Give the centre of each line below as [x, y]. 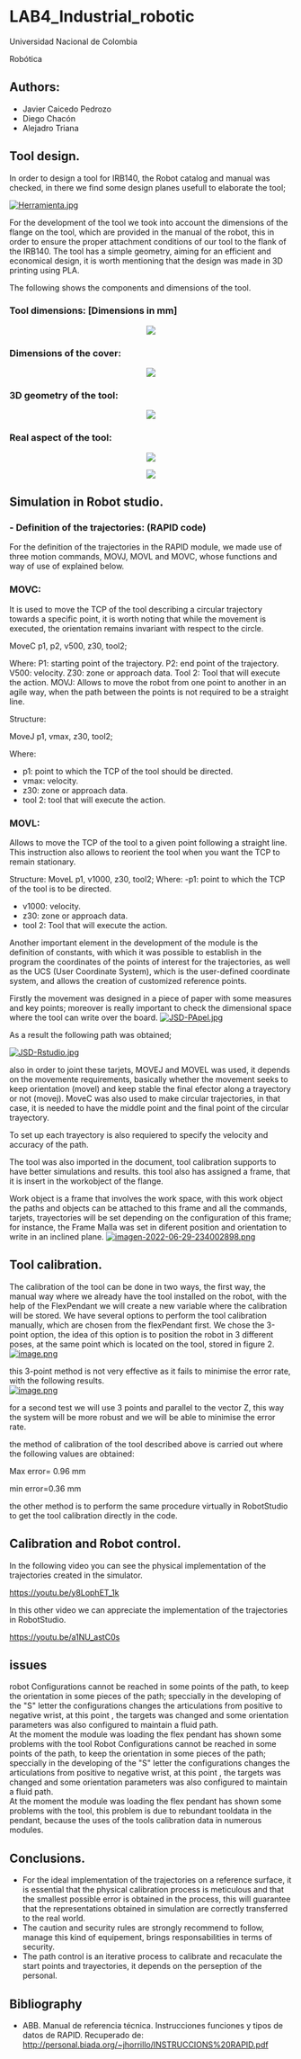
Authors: [35, 87]
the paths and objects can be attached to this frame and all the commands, [148, 1208]
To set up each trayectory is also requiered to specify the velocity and [139, 1135]
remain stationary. [43, 862]
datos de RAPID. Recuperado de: [83, 2036]
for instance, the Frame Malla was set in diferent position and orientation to [148, 1227]
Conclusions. [47, 1858]
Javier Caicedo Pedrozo [67, 109]
